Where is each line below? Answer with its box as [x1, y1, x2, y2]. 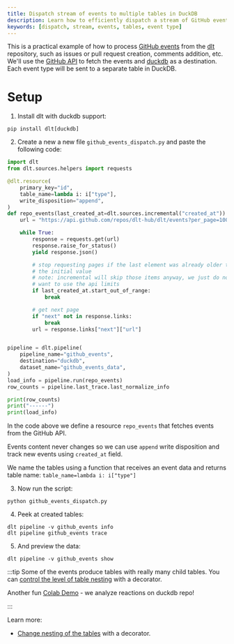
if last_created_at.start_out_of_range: [32, 287, 151, 294]
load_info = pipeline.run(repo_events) [7, 377, 123, 384]
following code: [17, 145, 62, 153]
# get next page [32, 306, 79, 313]
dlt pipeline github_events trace [7, 530, 108, 537]
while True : [19, 230, 54, 237]
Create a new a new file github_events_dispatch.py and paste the [17, 137, 206, 147]
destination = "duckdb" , [19, 357, 86, 365]
